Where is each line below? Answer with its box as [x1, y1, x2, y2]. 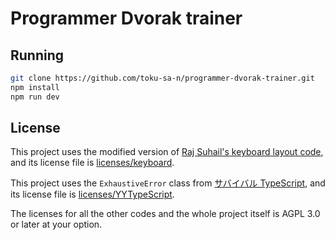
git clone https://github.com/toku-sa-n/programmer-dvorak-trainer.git [10, 73, 315, 83]
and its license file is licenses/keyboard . [10, 157, 175, 169]
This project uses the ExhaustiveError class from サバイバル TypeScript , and [10, 177, 326, 189]
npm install [10, 82, 60, 92]
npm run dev [10, 92, 60, 102]
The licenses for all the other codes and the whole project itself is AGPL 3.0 [10, 208, 321, 220]
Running [10, 47, 65, 64]
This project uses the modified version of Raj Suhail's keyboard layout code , [10, 146, 324, 158]
